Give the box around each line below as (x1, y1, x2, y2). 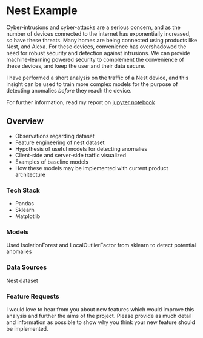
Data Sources (6, 263, 47, 271)
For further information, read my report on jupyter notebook (6, 98, 156, 106)
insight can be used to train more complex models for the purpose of (6, 80, 178, 88)
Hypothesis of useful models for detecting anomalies (15, 145, 147, 152)
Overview (6, 116, 44, 127)
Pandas (15, 200, 35, 207)
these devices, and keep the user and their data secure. (6, 62, 145, 70)
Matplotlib (15, 213, 41, 220)
